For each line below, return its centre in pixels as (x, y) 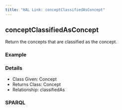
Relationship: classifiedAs (39, 90)
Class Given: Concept (34, 79)
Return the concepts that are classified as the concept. (61, 42)
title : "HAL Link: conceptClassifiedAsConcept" (55, 10)
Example (16, 55)
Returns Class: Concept (36, 84)
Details (14, 68)
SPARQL (15, 103)
